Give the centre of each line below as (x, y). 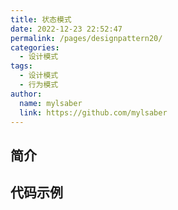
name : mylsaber (51, 103)
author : (26, 94)
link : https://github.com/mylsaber (93, 112)
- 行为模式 (39, 85)
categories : (35, 47)
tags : (21, 66)
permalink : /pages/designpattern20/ (86, 38)
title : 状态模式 (41, 19)
